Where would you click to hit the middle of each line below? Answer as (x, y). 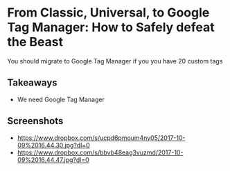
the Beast (35, 42)
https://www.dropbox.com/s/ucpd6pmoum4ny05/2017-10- (101, 138)
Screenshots (35, 121)
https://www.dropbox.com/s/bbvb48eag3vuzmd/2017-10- (100, 152)
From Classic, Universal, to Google (108, 13)
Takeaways (32, 83)
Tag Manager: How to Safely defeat (111, 27)
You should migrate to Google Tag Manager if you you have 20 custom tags (115, 61)
